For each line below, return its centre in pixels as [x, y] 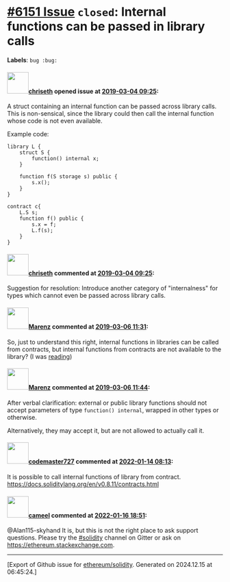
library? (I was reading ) [40, 356]
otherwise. [22, 417]
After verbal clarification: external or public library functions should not [107, 403]
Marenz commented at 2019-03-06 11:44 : [89, 388]
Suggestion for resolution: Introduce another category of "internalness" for [113, 288]
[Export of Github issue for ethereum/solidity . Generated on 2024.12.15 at [110, 565]
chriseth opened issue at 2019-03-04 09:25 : [93, 91]
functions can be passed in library [106, 26]
